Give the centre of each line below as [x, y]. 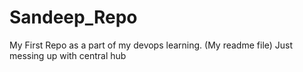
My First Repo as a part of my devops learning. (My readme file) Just [151, 45]
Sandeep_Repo [73, 17]
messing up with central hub [68, 55]
